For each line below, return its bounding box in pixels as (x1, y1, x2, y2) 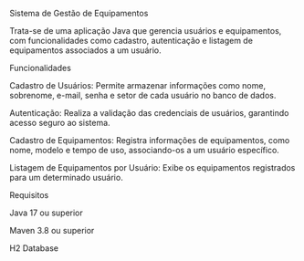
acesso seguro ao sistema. (9, 118, 111, 128)
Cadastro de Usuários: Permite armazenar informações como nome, (9, 80, 267, 90)
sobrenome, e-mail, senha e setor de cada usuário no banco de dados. (9, 90, 277, 100)
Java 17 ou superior (9, 207, 84, 218)
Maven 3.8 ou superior (9, 225, 95, 235)
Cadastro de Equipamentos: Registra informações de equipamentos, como (9, 135, 290, 145)
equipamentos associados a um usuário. (9, 45, 162, 56)
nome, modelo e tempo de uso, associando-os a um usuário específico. (9, 145, 280, 155)
